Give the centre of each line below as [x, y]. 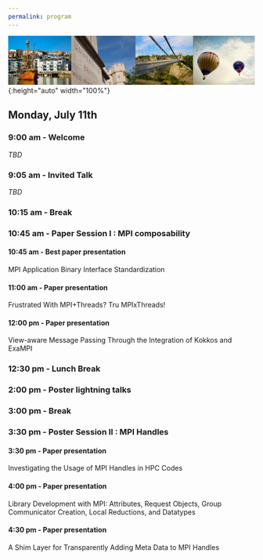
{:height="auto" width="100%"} [59, 91]
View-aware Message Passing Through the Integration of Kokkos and [120, 340]
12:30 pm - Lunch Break [54, 369]
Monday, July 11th [53, 115]
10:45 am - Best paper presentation [67, 252]
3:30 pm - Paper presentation [58, 450]
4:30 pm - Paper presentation [58, 530]
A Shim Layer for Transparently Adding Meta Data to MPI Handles [114, 547]
